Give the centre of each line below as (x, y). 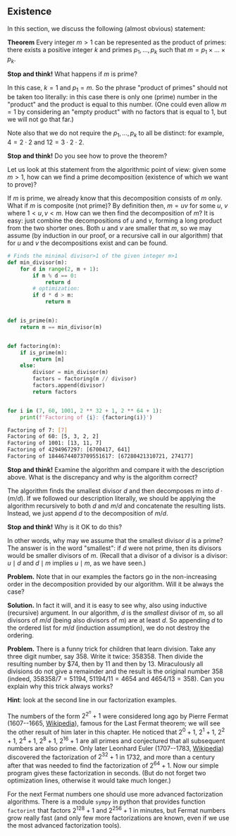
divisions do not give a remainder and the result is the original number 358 (115, 671)
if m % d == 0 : (55, 275)
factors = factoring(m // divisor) (85, 379)
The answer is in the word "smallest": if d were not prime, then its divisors (114, 548)
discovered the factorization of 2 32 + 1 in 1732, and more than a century (111, 756)
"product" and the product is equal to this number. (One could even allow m (117, 104)
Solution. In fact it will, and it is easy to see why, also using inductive (107, 605)
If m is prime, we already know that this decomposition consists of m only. (115, 198)
